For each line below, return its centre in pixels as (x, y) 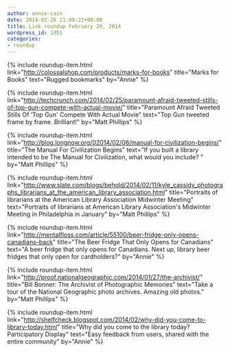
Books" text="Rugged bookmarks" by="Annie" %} (78, 79)
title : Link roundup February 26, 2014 (64, 26)
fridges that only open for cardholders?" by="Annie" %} (86, 257)
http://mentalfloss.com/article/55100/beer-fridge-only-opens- (111, 235)
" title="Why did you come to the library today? (124, 327)
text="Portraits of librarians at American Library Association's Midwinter (109, 207)
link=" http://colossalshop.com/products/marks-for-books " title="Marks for (113, 72)
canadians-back (30, 242)
